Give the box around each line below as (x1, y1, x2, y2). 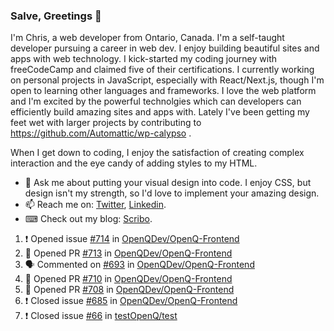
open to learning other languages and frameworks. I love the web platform (10, 85, 317, 97)
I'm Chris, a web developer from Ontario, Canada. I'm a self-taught (10, 32, 285, 44)
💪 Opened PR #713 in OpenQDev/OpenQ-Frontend (24, 247, 233, 259)
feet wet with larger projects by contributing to (10, 117, 202, 129)
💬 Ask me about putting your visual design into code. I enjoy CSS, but (24, 177, 312, 189)
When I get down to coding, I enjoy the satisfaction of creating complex (10, 147, 305, 159)
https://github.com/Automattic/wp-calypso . (10, 127, 192, 139)
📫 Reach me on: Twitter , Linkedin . (24, 199, 167, 211)
